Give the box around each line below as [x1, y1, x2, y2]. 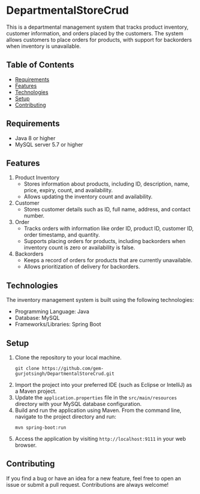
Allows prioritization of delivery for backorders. [23, 263, 140, 270]
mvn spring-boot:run [14, 425, 66, 431]
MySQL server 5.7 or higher [14, 141, 84, 148]
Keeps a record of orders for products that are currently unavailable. [23, 257, 193, 264]
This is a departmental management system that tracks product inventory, [6, 23, 189, 31]
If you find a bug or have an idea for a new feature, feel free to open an [6, 474, 181, 482]
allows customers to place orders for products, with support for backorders [6, 36, 192, 43]
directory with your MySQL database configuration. [14, 401, 142, 407]
